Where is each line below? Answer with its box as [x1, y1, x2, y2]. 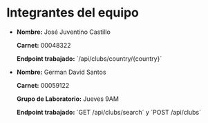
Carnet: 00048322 [16, 41, 71, 49]
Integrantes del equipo [6, 5, 140, 21]
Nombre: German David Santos [16, 68, 106, 76]
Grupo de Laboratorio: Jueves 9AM [16, 95, 119, 103]
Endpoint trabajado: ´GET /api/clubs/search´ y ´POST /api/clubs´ [16, 108, 202, 116]
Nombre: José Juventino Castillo [16, 28, 111, 36]
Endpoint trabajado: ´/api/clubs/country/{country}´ [16, 54, 162, 63]
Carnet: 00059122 [16, 81, 70, 89]
